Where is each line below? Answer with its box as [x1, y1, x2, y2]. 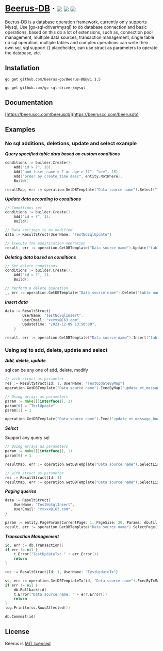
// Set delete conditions [5, 263, 57, 268]
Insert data [5, 299, 28, 305]
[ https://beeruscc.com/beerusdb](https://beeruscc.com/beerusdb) [5, 111, 139, 117]
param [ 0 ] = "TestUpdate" [5, 403, 55, 408]
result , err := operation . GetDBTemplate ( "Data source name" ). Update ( [5, 245, 149, 250]
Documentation [5, 98, 53, 107]
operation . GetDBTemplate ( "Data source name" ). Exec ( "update [5, 417, 127, 422]
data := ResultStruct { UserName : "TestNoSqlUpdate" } [5, 232, 112, 237]
